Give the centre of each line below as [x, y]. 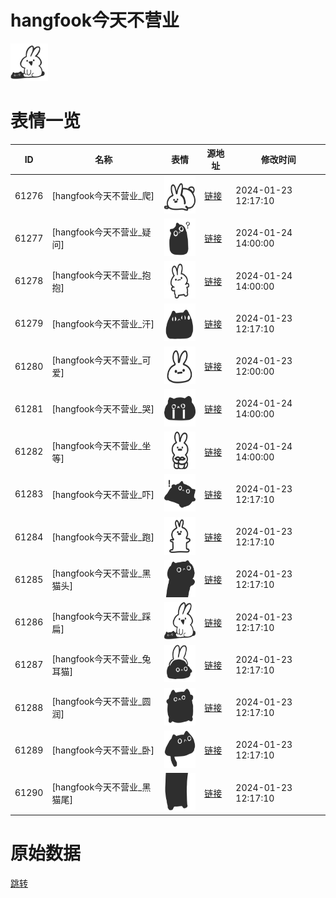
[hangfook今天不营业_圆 [101, 702]
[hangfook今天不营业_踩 [101, 616]
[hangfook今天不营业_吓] [103, 494]
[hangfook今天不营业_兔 [101, 658]
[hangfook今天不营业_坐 [101, 445]
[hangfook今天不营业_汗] [103, 323]
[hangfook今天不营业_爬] [103, 196]
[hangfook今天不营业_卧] [103, 750]
